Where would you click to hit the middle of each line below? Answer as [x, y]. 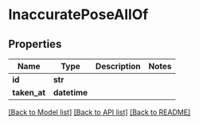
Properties [35, 44]
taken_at [29, 93]
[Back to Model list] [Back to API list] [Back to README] [99, 112]
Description [118, 66]
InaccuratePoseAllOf [78, 15]
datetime [70, 93]
